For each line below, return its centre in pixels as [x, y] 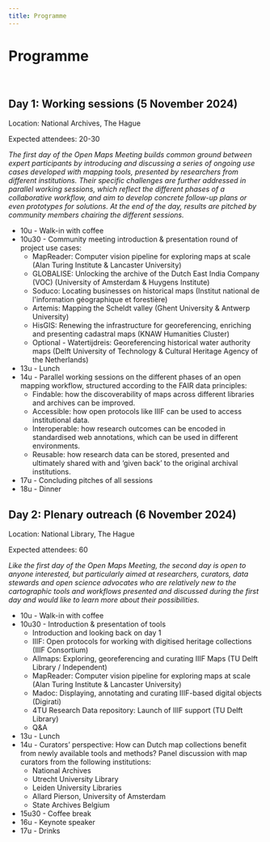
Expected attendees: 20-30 [54, 139]
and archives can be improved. [84, 403]
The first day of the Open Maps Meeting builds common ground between [130, 155]
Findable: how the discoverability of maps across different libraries [143, 395]
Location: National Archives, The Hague [75, 123]
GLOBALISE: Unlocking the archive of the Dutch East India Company [146, 274]
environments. [56, 446]
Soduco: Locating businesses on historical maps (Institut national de [146, 291]
